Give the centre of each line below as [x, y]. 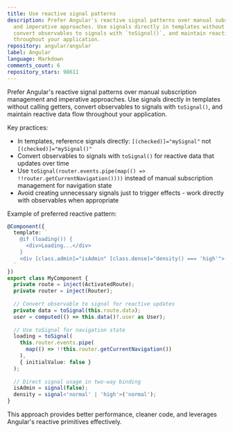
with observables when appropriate [68, 200]
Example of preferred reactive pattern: [62, 214]
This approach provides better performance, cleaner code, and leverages [112, 414]
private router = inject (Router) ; [63, 291]
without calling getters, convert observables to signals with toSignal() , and [115, 107]
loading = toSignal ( [43, 336]
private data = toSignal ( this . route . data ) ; [77, 310]
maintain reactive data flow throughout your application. [87, 114]
